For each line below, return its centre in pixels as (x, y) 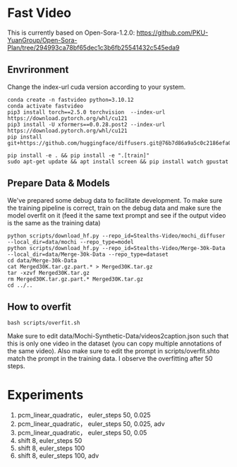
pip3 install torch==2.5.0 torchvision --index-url (86, 112)
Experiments (45, 395)
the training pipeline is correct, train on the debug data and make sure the (114, 208)
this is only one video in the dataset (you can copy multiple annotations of (115, 343)
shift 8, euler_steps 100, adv (58, 456)
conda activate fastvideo (45, 106)
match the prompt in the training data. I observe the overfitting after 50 (110, 359)
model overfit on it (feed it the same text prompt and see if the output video (117, 215)
